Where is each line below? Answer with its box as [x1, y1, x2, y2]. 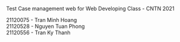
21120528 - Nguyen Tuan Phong [6, 23, 85, 30]
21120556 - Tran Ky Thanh [6, 29, 71, 36]
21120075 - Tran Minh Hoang [6, 17, 77, 23]
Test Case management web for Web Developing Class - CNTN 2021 [6, 5, 175, 12]
